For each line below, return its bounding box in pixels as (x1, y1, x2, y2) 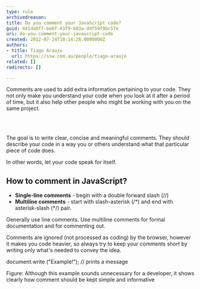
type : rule (6, 8, 33, 15)
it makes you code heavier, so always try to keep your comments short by (6, 240, 188, 248)
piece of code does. (6, 147, 56, 154)
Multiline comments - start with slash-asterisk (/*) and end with (14, 198, 173, 205)
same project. (6, 105, 40, 112)
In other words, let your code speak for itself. (6, 159, 117, 166)
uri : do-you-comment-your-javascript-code (6, 31, 113, 37)
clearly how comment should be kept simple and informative (6, 276, 155, 284)
